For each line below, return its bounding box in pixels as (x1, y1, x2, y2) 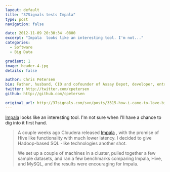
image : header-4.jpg (5, 63, 49, 68)
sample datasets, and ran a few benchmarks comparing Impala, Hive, (17, 155, 162, 161)
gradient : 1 (5, 59, 30, 64)
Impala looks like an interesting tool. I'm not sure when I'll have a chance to (5, 114, 162, 120)
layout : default (5, 7, 39, 13)
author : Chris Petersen (5, 77, 56, 82)
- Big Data (10, 49, 33, 55)
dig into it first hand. (5, 119, 47, 125)
